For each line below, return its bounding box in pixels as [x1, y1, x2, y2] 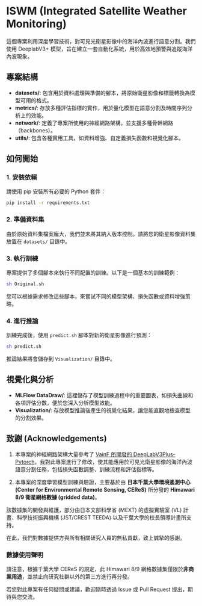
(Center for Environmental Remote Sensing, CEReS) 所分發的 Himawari [14, 486, 195, 493]
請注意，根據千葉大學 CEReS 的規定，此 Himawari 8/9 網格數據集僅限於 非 [6, 565, 189, 572]
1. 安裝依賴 [6, 173, 37, 182]
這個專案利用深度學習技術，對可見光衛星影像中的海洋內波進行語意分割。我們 [6, 37, 196, 45]
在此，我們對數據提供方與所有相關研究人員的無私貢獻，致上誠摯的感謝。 [6, 534, 185, 541]
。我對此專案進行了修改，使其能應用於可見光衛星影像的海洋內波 [34, 458, 192, 465]
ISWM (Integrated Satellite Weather [6, 4, 188, 18]
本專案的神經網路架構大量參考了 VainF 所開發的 [14, 450, 132, 458]
